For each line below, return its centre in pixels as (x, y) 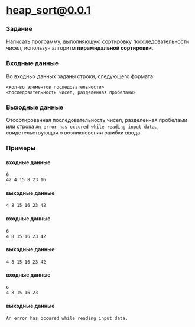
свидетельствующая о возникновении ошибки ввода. (74, 133)
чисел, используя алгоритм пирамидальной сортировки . (80, 48)
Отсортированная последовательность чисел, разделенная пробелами (97, 120)
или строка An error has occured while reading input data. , (82, 126)
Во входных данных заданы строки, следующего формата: (80, 76)
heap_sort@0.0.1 (48, 10)
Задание (19, 29)
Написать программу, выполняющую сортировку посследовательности (98, 41)
